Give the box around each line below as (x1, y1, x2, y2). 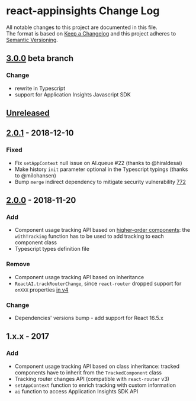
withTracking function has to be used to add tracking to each (14, 232, 164, 240)
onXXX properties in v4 (14, 286, 69, 293)
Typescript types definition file (14, 245, 90, 253)
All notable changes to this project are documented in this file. (6, 24, 158, 31)
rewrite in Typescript (14, 85, 66, 92)
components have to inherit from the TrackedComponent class (14, 368, 162, 376)
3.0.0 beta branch (6, 53, 74, 63)
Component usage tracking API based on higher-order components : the (14, 227, 191, 234)
